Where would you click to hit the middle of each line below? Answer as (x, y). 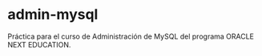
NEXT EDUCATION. (39, 44)
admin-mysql (53, 15)
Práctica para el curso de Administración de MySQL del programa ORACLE (131, 36)
